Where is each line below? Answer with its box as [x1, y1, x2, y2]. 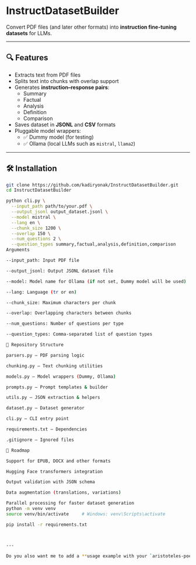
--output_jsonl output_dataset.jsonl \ [11, 209, 108, 215]
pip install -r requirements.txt [6, 522, 87, 528]
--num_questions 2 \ [11, 236, 61, 242]
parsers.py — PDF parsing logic [6, 352, 85, 358]
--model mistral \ [11, 214, 57, 220]
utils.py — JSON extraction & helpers [6, 395, 100, 401]
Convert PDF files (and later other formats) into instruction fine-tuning [6, 23, 177, 30]
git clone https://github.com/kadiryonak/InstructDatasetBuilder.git [6, 182, 179, 188]
